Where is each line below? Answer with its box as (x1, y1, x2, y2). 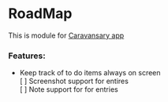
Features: (8, 50, 46, 61)
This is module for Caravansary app (8, 31, 125, 40)
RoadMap (8, 5, 73, 23)
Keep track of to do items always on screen (19, 68, 161, 78)
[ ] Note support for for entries (19, 85, 118, 94)
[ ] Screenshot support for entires (19, 76, 129, 86)
